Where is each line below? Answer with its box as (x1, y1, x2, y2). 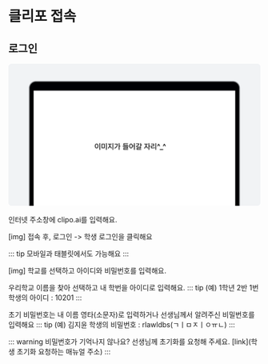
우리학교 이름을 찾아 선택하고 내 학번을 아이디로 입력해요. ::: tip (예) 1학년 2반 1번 (8, 282, 259, 292)
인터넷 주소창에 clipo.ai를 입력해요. (8, 214, 118, 224)
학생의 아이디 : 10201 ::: (8, 293, 82, 302)
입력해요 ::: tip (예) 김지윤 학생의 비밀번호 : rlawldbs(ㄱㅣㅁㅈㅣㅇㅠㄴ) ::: (8, 319, 236, 329)
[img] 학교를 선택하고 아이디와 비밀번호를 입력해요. (8, 266, 166, 275)
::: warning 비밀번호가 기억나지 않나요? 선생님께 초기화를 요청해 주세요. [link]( (8, 337, 251, 346)
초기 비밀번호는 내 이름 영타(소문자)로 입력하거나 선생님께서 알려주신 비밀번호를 (8, 310, 255, 319)
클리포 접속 (8, 7, 77, 26)
